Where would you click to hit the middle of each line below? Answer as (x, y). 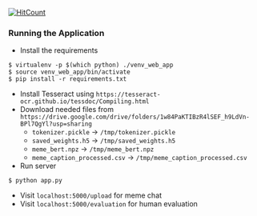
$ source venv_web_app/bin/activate (69, 72)
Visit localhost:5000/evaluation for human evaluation (109, 204)
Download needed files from (67, 110)
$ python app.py (35, 181)
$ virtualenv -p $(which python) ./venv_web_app (91, 65)
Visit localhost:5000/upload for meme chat (91, 195)
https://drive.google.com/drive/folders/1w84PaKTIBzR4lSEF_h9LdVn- (135, 117)
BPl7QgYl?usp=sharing (56, 124)
